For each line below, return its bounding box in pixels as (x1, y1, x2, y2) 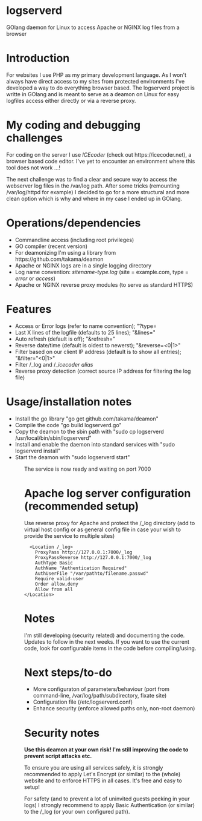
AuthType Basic (35, 560, 74, 566)
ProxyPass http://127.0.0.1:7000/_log (35, 549, 133, 555)
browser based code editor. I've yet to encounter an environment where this (6, 157, 195, 165)
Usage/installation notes (6, 394, 132, 408)
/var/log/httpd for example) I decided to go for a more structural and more (6, 188, 190, 195)
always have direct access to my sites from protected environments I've (6, 77, 185, 85)
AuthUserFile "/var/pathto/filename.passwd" (35, 570, 149, 577)
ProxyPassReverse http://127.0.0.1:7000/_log (35, 554, 152, 560)
